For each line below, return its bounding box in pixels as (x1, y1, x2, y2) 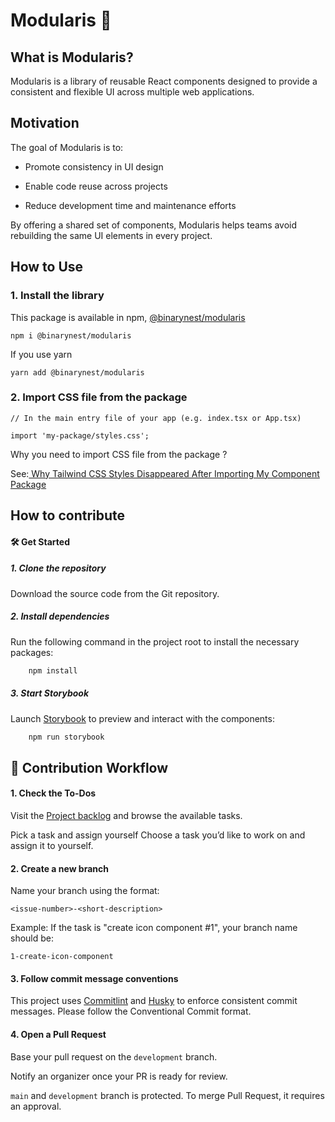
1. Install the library (10, 289, 105, 303)
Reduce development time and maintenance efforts (24, 199, 237, 211)
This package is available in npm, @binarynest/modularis (10, 311, 246, 323)
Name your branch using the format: (10, 885, 160, 897)
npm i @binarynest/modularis (10, 330, 132, 341)
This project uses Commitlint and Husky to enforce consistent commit (10, 995, 298, 1007)
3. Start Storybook (10, 687, 90, 699)
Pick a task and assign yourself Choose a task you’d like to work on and (10, 829, 306, 841)
